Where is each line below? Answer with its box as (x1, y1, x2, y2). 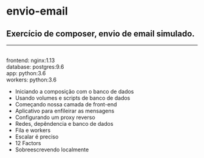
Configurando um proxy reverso (15, 114, 95, 121)
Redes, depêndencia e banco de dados (15, 120, 114, 127)
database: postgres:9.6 (6, 63, 64, 70)
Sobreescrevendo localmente (15, 146, 89, 153)
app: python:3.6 (6, 70, 46, 77)
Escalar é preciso (15, 133, 59, 140)
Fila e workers (15, 126, 51, 134)
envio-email (6, 4, 68, 18)
